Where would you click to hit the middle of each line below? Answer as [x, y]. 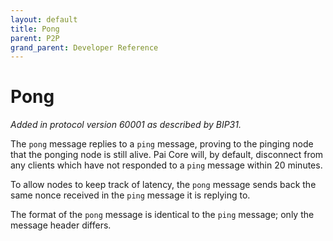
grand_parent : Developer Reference [84, 47]
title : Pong [35, 29]
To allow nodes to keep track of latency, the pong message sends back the [163, 185]
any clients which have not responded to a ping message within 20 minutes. [166, 165]
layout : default [44, 19]
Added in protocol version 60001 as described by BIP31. [126, 125]
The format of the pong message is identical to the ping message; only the [162, 215]
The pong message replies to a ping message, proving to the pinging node [162, 144]
